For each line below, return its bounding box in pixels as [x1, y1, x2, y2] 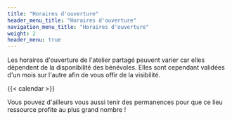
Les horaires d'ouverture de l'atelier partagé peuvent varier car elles [7, 56, 205, 64]
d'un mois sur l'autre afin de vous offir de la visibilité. [7, 71, 160, 79]
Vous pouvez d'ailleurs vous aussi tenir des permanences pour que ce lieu [7, 98, 223, 106]
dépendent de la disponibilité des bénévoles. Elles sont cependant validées [7, 63, 225, 72]
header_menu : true [7, 37, 61, 44]
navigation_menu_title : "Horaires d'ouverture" [7, 23, 150, 30]
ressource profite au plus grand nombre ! [7, 106, 127, 114]
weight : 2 [7, 30, 37, 37]
